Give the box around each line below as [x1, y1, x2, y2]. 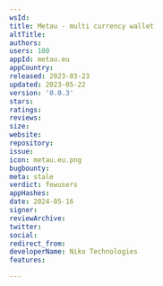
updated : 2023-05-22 [9, 80, 87, 89]
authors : [9, 38, 42, 48]
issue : [9, 147, 34, 156]
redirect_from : [9, 239, 66, 248]
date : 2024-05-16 [9, 197, 74, 207]
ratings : [9, 105, 42, 114]
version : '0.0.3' [9, 88, 74, 97]
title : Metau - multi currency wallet [9, 22, 154, 31]
